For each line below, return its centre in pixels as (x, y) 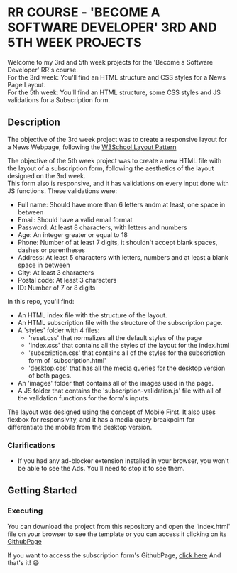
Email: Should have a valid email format (75, 219)
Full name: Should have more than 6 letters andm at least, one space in (121, 204)
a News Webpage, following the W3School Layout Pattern (92, 147)
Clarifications (31, 445)
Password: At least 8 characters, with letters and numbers (102, 227)
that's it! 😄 (23, 562)
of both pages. (50, 375)
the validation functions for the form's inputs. (84, 398)
